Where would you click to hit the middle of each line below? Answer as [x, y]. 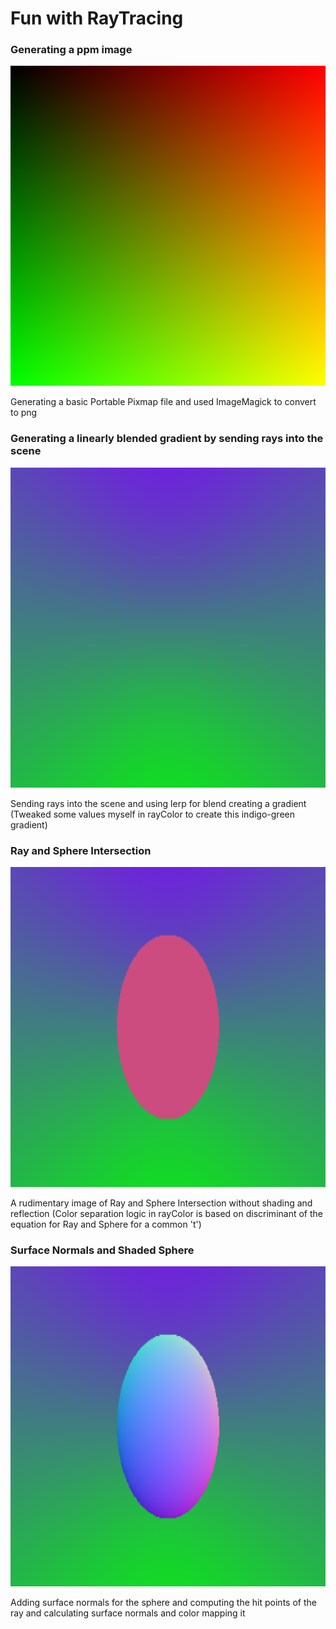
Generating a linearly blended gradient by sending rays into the [167, 439]
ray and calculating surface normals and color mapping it [128, 1613]
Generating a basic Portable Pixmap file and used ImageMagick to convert [163, 402]
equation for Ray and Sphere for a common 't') [106, 1224]
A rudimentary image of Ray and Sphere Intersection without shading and [161, 1203]
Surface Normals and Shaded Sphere [102, 1250]
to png [24, 413]
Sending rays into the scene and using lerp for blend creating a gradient [158, 803]
